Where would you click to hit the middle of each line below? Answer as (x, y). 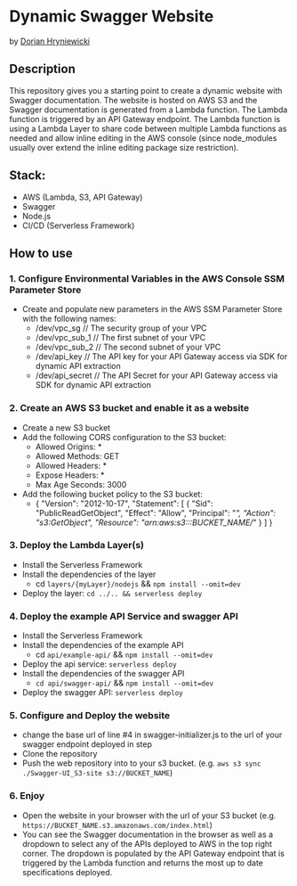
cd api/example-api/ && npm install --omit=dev (124, 655)
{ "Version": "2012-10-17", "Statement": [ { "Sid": (124, 503)
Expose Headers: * (70, 475)
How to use (41, 253)
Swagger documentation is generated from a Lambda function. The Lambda (148, 110)
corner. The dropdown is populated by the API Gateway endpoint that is (153, 853)
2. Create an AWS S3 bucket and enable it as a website (129, 408)
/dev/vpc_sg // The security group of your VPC (121, 328)
